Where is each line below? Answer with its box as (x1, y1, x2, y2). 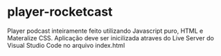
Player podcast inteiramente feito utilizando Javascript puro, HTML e (7, 27, 204, 35)
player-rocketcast (7, 4, 113, 20)
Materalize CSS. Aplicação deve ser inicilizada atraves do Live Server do (7, 33, 215, 42)
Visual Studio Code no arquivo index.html (7, 41, 125, 49)
